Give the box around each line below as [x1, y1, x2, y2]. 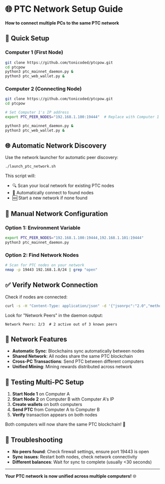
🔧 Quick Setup [5, 34, 50, 43]
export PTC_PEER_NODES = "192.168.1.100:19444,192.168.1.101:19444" [5, 236, 144, 241]
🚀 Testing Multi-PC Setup [5, 378, 84, 386]
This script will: [5, 173, 36, 179]
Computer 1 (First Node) [5, 49, 64, 56]
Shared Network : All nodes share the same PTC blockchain [12, 353, 133, 359]
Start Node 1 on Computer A [12, 391, 70, 397]
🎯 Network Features [5, 335, 67, 343]
